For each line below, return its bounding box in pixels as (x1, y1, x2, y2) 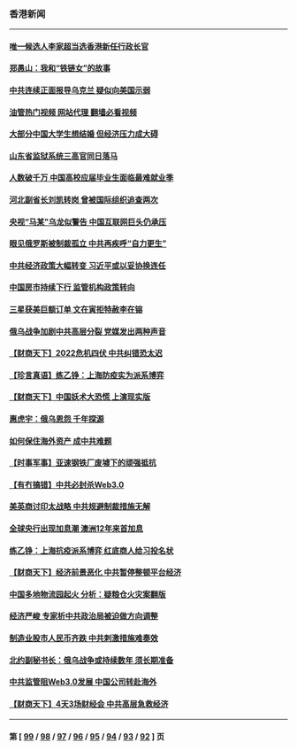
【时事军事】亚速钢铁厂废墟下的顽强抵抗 (9, 458, 156, 468)
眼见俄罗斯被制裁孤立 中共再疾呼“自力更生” (9, 238, 167, 249)
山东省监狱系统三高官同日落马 (9, 151, 118, 161)
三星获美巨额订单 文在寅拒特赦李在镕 (9, 304, 143, 315)
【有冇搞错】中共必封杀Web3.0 (9, 479, 125, 490)
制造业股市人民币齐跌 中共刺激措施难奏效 (9, 632, 159, 643)
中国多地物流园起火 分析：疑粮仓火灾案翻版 (9, 589, 166, 599)
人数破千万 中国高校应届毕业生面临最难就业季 (9, 173, 174, 183)
